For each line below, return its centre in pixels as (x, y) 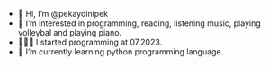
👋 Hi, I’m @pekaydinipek (63, 14)
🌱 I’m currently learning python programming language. (121, 52)
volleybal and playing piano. (70, 33)
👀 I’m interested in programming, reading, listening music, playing (139, 23)
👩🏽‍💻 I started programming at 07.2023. (90, 42)
